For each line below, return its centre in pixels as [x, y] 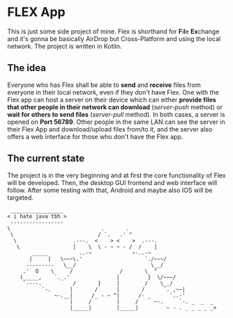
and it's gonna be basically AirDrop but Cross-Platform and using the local [114, 38]
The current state [46, 158]
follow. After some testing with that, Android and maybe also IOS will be [110, 190]
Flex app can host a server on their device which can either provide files [112, 100]
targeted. [20, 197]
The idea [27, 68]
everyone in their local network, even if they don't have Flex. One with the [113, 92]
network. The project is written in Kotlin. [65, 46]
